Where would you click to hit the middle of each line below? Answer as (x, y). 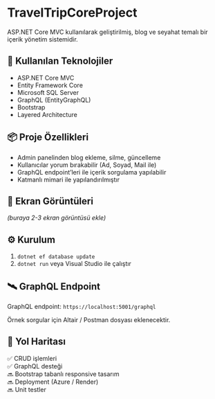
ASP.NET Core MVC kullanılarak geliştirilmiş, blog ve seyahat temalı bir (108, 32)
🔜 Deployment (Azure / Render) (53, 382)
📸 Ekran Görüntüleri (50, 201)
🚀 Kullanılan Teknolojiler (60, 61)
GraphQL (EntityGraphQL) (54, 100)
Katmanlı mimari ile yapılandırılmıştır (68, 179)
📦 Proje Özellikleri (48, 138)
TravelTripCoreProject (72, 13)
